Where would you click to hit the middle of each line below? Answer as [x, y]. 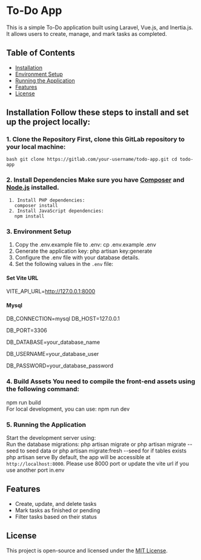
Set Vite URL [22, 278]
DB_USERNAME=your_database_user [53, 354]
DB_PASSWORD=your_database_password [60, 366]
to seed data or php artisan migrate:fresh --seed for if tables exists [103, 451]
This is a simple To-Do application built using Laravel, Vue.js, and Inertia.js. [100, 27]
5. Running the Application [46, 425]
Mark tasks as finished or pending [58, 510]
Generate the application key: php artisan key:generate [84, 251]
